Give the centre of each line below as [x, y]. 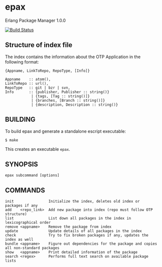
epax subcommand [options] [32, 175]
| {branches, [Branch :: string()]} [68, 100]
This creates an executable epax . [38, 149]
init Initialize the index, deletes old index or [72, 202]
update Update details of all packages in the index [73, 231]
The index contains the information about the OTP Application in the [73, 57]
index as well [19, 240]
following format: [22, 62]
